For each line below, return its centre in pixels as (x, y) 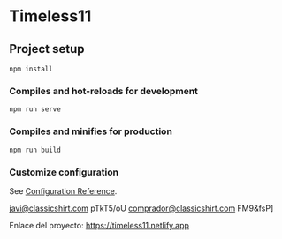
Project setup (47, 49)
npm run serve (35, 109)
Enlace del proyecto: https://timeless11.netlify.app (99, 225)
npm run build (35, 150)
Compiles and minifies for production (91, 131)
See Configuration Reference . (63, 190)
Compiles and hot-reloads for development (104, 91)
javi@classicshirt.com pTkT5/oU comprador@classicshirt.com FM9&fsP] (141, 208)
